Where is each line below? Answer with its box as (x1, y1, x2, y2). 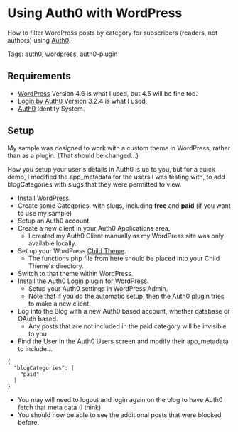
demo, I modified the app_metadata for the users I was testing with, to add (7, 172, 225, 181)
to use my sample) (17, 209, 72, 217)
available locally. (28, 239, 77, 248)
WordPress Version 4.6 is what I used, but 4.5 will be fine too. (17, 89, 198, 97)
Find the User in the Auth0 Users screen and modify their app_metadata (17, 337, 229, 345)
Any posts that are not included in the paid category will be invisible (28, 321, 227, 331)
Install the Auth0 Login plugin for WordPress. (17, 277, 149, 285)
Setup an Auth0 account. (17, 216, 91, 225)
